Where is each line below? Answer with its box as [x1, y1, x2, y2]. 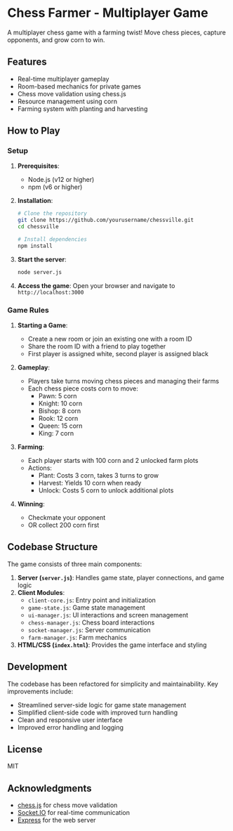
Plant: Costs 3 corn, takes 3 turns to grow [38, 471, 159, 479]
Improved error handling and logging [17, 723, 124, 731]
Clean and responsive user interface [17, 715, 123, 724]
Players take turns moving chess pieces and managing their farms [27, 377, 220, 385]
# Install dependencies [17, 236, 88, 243]
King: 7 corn [38, 428, 74, 437]
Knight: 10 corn [38, 399, 83, 407]
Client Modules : [17, 588, 65, 596]
